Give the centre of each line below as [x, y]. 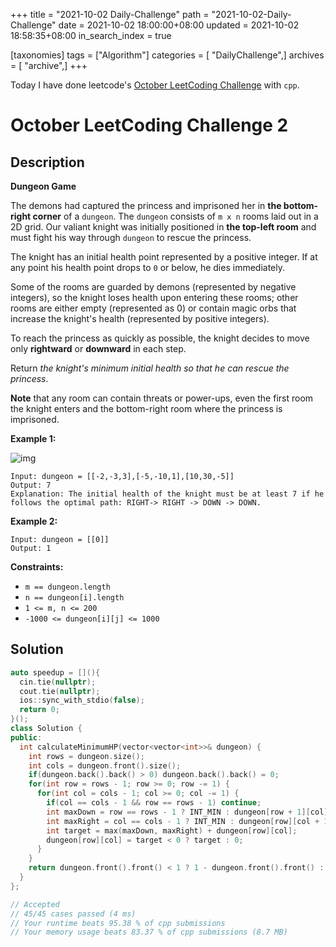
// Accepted [35, 904]
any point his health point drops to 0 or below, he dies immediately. [148, 267]
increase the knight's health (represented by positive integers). [140, 318]
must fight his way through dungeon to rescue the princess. [131, 237]
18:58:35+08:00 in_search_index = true [91, 35]
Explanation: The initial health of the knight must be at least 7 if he [167, 494]
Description [47, 162]
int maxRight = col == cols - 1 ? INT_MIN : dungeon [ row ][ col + [183, 821]
